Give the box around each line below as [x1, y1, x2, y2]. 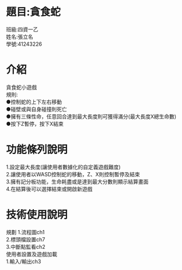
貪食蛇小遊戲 [6, 83, 37, 91]
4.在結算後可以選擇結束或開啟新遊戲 [6, 185, 93, 192]
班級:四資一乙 [6, 26, 39, 33]
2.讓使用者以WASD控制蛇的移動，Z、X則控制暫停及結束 [6, 170, 140, 177]
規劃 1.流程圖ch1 [6, 228, 45, 235]
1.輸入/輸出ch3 [6, 258, 41, 265]
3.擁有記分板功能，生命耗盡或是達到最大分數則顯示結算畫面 [6, 178, 149, 185]
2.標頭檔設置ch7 [6, 235, 45, 243]
